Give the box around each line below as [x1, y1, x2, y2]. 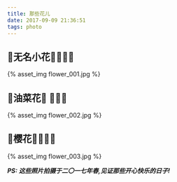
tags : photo [7, 23, 42, 30]
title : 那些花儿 [7, 10, 50, 17]
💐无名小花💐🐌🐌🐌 [7, 50, 75, 63]
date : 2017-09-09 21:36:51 [7, 17, 86, 24]
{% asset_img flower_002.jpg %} [7, 111, 102, 119]
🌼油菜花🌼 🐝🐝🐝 [7, 92, 68, 104]
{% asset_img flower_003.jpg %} [7, 152, 102, 160]
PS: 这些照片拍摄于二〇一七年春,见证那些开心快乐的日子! [7, 166, 170, 175]
